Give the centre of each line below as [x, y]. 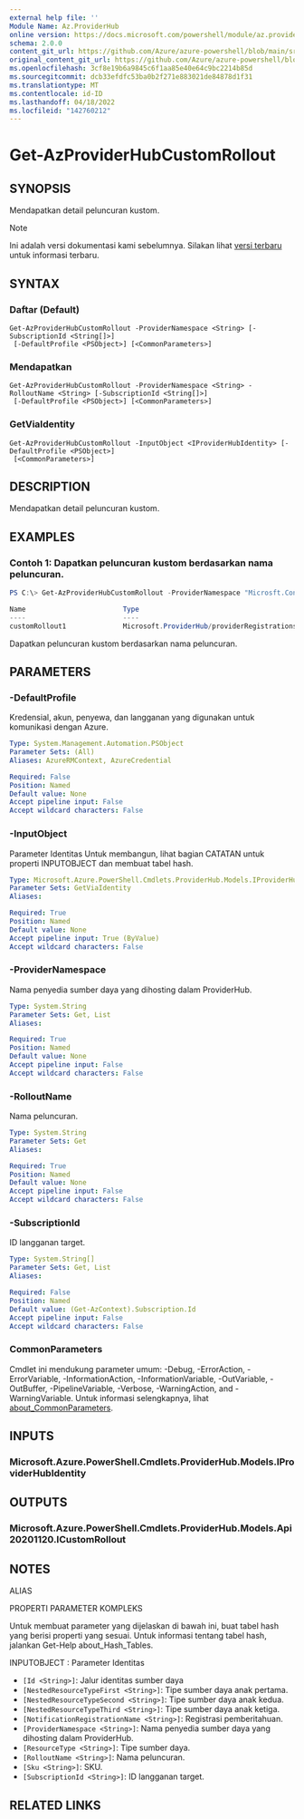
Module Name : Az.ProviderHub [64, 26]
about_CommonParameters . [62, 1408]
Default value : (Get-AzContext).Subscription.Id [103, 1309]
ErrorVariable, [35, 1379]
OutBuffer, [28, 1388]
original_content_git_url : [60, 60]
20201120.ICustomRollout [68, 1540]
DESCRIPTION [50, 486]
